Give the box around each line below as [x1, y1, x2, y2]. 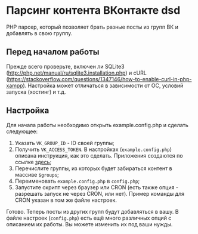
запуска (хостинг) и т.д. [6, 88, 66, 96]
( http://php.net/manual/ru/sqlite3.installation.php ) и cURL [6, 69, 147, 76]
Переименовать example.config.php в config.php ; [14, 177, 140, 184]
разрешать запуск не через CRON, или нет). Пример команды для [14, 190, 185, 197]
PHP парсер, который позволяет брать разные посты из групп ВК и [6, 23, 179, 30]
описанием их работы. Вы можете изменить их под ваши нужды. [6, 220, 173, 227]
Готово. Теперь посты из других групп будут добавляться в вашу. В [6, 208, 179, 215]
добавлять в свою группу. [6, 29, 73, 36]
